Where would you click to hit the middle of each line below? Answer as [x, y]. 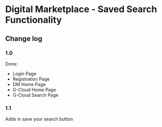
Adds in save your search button [39, 119]
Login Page [24, 74]
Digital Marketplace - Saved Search [81, 9]
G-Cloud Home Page [34, 90]
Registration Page [31, 79]
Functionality [34, 20]
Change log [24, 39]
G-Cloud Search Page [35, 95]
